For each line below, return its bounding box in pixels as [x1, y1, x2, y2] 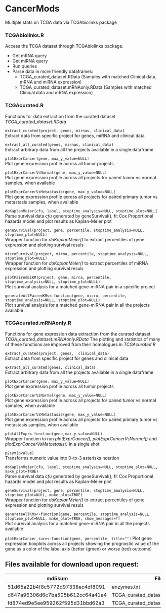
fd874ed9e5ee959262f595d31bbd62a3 [7, 599, 105, 606]
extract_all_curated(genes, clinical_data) [5, 365, 96, 370]
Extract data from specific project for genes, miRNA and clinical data [5, 133, 145, 138]
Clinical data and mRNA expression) [19, 90, 93, 96]
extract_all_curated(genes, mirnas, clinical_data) [5, 142, 114, 147]
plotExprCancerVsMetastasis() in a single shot [5, 441, 100, 447]
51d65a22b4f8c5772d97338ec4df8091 [7, 583, 105, 590]
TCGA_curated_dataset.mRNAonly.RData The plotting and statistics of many [5, 336, 161, 342]
